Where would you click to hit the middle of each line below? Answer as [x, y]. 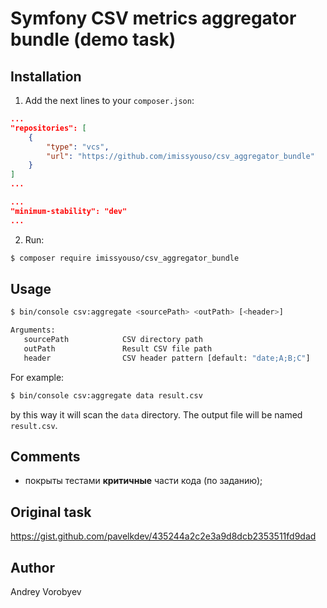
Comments [45, 456]
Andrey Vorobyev [46, 591]
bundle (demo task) [93, 39]
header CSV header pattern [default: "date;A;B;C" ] [167, 358]
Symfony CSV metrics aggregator [153, 18]
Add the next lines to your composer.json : [109, 100]
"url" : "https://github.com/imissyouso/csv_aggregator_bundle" [180, 156]
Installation [46, 76]
